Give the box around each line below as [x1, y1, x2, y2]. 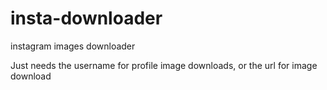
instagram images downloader [10, 40, 136, 52]
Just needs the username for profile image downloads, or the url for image [10, 59, 318, 71]
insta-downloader [10, 7, 163, 30]
